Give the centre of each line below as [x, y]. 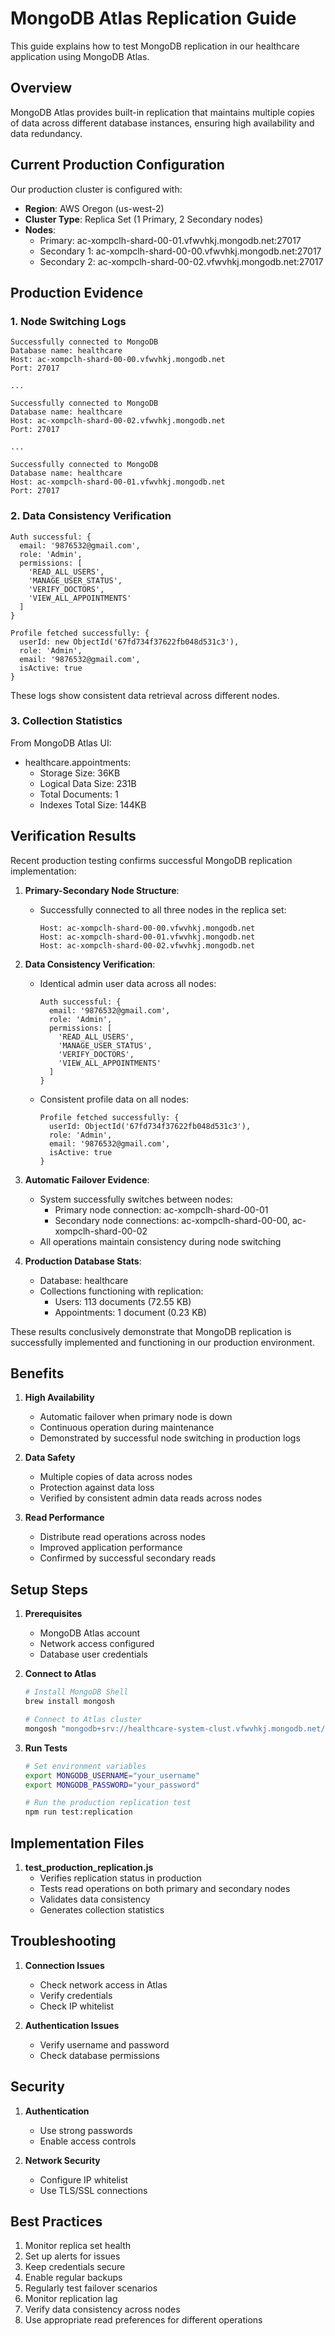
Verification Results [73, 836]
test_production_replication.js [89, 1867]
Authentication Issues [72, 2025]
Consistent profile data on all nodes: [114, 1099]
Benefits [37, 1373]
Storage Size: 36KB [80, 773]
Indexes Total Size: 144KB [93, 804]
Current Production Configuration [117, 165]
